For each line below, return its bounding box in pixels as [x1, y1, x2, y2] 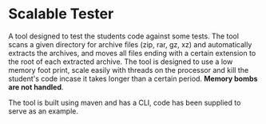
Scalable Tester [8, 5, 114, 23]
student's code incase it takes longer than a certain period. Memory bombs [8, 74, 258, 83]
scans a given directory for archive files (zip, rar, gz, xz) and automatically [8, 39, 252, 49]
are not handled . [8, 82, 64, 92]
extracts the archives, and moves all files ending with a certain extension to [8, 48, 256, 58]
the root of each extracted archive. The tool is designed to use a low [8, 57, 233, 66]
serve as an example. [8, 106, 78, 116]
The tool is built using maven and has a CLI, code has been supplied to [8, 98, 241, 107]
